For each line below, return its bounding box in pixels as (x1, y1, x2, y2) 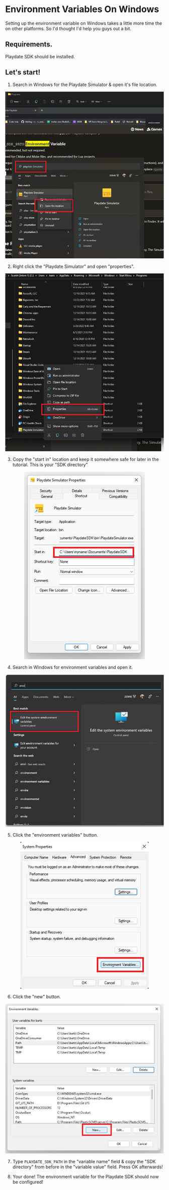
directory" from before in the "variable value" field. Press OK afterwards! (12, 1164, 163, 1170)
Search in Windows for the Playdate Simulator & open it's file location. (12, 82, 157, 88)
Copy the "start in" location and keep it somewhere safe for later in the (12, 457, 159, 463)
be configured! (12, 1179, 44, 1185)
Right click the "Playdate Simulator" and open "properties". (12, 263, 135, 270)
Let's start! (5, 68, 41, 77)
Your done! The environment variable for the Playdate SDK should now (12, 1173, 159, 1179)
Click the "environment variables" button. (12, 832, 98, 838)
